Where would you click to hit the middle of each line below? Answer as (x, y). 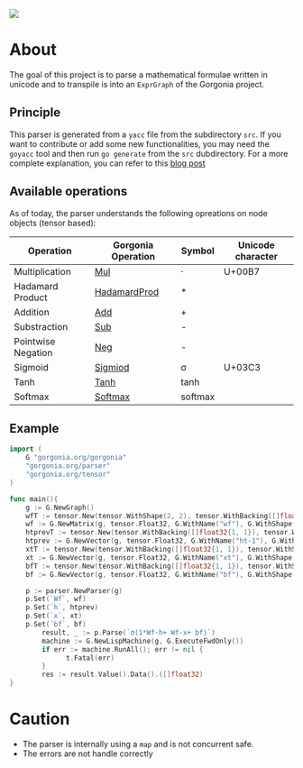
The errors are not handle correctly (87, 754)
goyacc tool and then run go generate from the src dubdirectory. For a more (149, 153)
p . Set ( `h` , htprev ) (62, 608)
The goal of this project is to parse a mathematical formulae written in (138, 74)
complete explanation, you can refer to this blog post (107, 163)
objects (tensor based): (53, 223)
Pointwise (35, 341)
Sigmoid (32, 367)
